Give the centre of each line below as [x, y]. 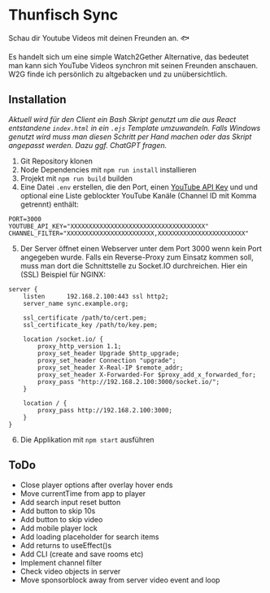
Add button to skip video [61, 519]
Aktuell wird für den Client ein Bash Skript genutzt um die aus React [122, 119]
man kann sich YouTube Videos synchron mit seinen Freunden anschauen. [133, 65]
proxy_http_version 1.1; [80, 346]
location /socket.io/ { [63, 339]
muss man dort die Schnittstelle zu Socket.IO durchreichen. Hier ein [134, 265]
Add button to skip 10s [58, 511]
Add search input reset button [70, 502]
